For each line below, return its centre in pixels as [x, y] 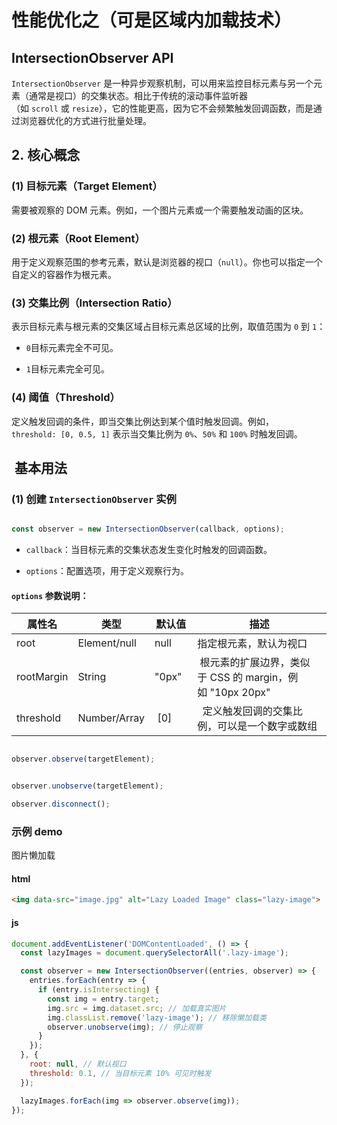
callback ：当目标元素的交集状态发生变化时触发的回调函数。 [149, 550]
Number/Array [111, 718]
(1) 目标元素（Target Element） [87, 186]
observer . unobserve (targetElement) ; [87, 786]
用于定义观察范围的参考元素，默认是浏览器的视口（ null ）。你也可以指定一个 [167, 262]
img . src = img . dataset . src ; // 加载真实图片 [137, 1008]
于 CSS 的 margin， [243, 678]
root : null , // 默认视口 [78, 1064]
